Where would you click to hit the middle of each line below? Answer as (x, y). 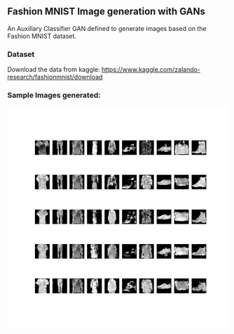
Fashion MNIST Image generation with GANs (106, 12)
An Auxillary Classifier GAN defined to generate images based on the (107, 28)
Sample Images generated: (54, 96)
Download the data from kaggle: (54, 70)
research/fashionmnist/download (55, 77)
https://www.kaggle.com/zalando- (151, 70)
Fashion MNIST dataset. (42, 36)
